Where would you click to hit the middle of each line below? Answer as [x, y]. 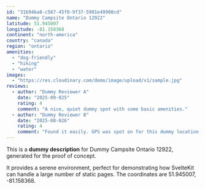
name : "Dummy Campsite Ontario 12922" [56, 18]
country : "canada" [30, 40]
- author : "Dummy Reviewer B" [50, 115]
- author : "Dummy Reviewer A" [50, 92]
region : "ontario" [30, 47]
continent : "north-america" [42, 35]
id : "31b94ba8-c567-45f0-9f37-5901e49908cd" [64, 12]
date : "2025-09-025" [44, 98]
